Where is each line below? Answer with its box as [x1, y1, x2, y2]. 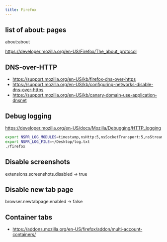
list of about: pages [5, 26, 67, 34]
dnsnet [12, 98, 27, 104]
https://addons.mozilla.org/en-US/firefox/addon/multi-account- [12, 226, 143, 232]
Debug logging [5, 112, 52, 120]
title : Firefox [5, 7, 37, 12]
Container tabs [5, 213, 53, 222]
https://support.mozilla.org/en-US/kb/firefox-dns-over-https [12, 76, 136, 82]
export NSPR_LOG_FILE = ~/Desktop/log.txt [5, 139, 90, 144]
